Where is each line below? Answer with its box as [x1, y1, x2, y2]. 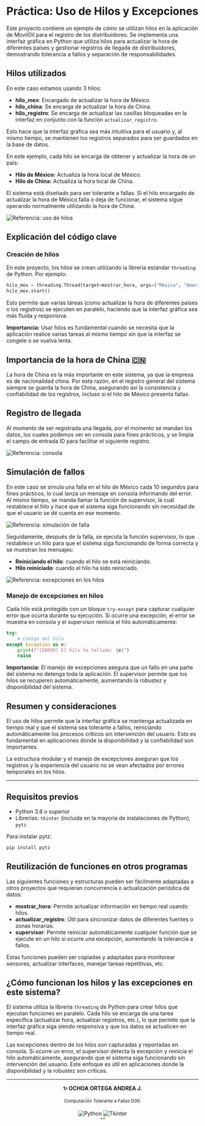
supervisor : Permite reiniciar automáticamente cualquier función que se [15, 928, 197, 936]
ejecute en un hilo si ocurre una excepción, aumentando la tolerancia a [15, 935, 193, 943]
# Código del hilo [17, 635, 64, 642]
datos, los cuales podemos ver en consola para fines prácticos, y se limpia [6, 431, 194, 438]
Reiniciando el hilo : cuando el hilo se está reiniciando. [15, 558, 151, 565]
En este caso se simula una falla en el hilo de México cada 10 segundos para [6, 483, 199, 491]
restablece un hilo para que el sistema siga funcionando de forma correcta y [6, 539, 198, 547]
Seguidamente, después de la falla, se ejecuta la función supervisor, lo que [6, 533, 195, 540]
